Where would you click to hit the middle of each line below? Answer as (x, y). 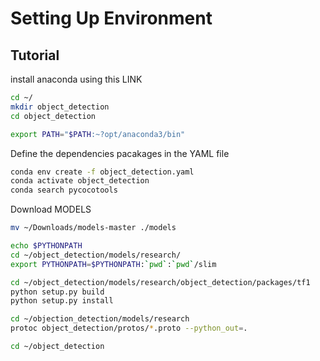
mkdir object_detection (60, 107)
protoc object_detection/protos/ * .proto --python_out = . (129, 328)
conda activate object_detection (80, 181)
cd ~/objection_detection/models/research (100, 319)
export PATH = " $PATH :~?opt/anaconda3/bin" (98, 134)
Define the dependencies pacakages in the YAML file (120, 153)
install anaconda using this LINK (76, 79)
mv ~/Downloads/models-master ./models (93, 228)
